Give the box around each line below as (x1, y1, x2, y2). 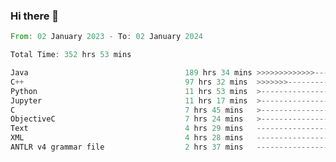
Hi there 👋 (10, 9, 60, 23)
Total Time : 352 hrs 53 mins (10, 50, 132, 60)
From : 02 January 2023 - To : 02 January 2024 (10, 32, 203, 42)
